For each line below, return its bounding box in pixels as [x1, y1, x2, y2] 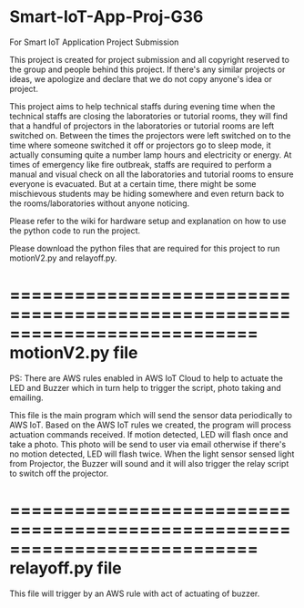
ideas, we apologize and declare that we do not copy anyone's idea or [9, 73, 273, 84]
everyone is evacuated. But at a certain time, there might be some [9, 178, 257, 189]
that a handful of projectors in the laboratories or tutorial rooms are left [9, 120, 275, 131]
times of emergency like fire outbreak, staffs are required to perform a [9, 159, 272, 170]
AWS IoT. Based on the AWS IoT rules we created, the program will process [9, 419, 291, 430]
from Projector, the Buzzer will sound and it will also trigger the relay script [9, 458, 289, 469]
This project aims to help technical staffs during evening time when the [9, 100, 276, 111]
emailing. [9, 392, 44, 403]
